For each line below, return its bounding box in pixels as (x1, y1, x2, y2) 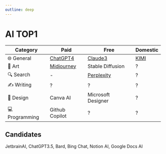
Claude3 (87, 55, 108, 62)
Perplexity (87, 72, 111, 79)
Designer (87, 97, 109, 104)
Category (15, 46, 38, 53)
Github (49, 107, 66, 114)
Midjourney (49, 63, 77, 70)
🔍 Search (7, 71, 31, 78)
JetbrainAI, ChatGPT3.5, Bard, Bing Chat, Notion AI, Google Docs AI (5, 144, 143, 150)
